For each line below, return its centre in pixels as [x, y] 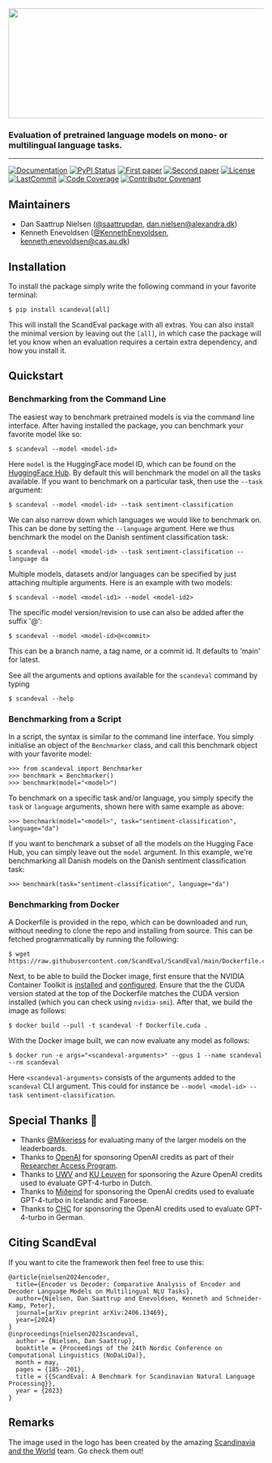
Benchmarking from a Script [65, 719]
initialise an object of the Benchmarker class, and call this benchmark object [133, 745]
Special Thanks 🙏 [53, 1121]
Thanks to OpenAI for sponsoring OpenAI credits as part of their [127, 1157]
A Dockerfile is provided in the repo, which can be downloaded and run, [128, 922]
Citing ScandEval [53, 1243]
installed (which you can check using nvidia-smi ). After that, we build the [131, 1002]
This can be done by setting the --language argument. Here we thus [121, 528]
